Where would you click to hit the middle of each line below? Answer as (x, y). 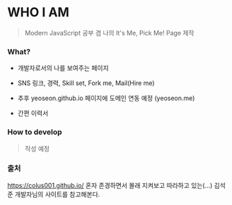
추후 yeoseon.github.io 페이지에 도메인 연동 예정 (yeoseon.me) (106, 98)
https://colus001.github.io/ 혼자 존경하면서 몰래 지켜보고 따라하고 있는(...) (110, 185)
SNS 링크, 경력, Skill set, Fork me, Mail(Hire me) (86, 83)
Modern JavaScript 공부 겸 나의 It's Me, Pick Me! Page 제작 (109, 33)
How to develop (35, 132)
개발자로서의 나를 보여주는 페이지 (63, 68)
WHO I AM (38, 12)
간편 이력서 (33, 113)
